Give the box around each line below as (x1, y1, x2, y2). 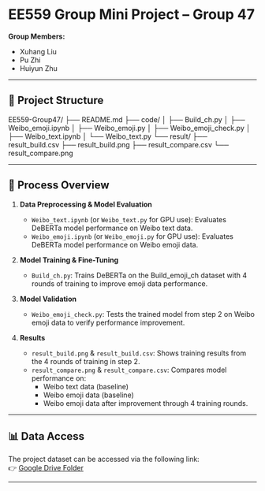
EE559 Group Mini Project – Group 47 (8, 6, 255, 24)
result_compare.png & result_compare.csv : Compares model (31, 365, 227, 374)
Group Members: (8, 32, 65, 41)
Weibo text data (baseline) (43, 381, 129, 391)
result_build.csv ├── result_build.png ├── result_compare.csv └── (8, 139, 230, 149)
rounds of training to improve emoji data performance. (31, 278, 208, 288)
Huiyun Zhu (19, 63, 58, 73)
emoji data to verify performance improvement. (31, 318, 185, 327)
